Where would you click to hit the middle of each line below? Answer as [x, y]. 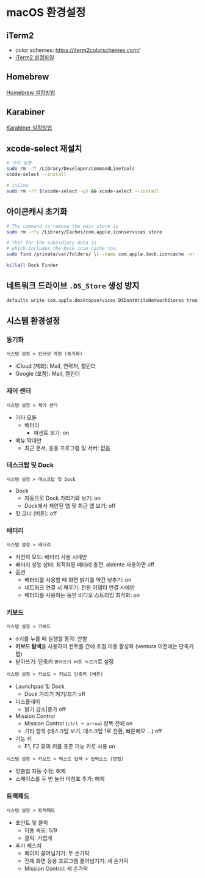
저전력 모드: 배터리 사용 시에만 [51, 557]
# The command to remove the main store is [63, 226]
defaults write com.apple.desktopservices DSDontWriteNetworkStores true [102, 300]
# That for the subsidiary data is [52, 243]
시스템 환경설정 [33, 320]
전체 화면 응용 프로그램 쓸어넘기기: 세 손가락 [76, 861]
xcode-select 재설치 [44, 149]
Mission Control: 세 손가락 [56, 868]
